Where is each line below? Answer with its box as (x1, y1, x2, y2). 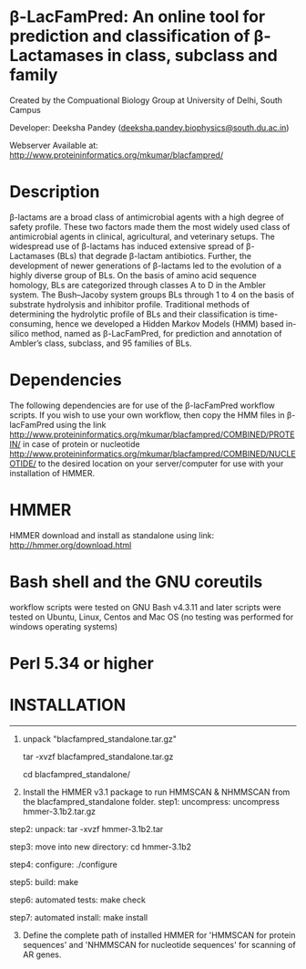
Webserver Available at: (9, 140, 98, 151)
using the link (56, 419, 107, 430)
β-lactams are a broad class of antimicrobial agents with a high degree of (9, 212, 285, 223)
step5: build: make (9, 876, 79, 887)
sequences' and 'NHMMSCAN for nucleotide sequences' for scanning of (22, 939, 296, 950)
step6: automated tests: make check (9, 894, 146, 905)
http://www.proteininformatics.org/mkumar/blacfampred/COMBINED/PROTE (9, 429, 295, 440)
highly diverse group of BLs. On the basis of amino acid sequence (9, 269, 257, 280)
